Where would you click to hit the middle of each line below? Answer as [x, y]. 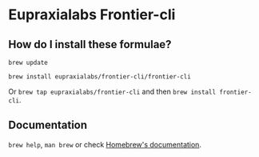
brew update [28, 62]
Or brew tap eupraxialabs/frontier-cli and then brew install [112, 91]
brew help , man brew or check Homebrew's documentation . [105, 144]
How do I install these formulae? [90, 44]
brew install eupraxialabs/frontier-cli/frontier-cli [100, 77]
